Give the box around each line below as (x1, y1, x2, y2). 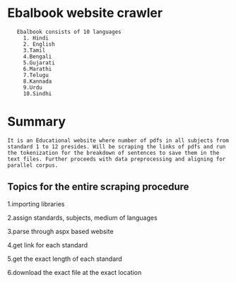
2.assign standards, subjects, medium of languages (7, 213, 158, 222)
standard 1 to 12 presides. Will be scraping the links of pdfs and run (7, 143, 226, 150)
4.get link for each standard (7, 240, 88, 249)
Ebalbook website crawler (7, 5, 163, 21)
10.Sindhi (23, 90, 52, 97)
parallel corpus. (7, 161, 59, 169)
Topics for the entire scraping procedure (7, 181, 189, 193)
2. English (23, 40, 55, 47)
